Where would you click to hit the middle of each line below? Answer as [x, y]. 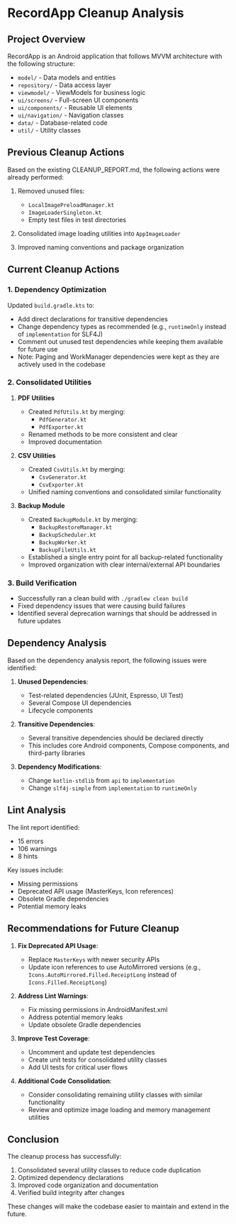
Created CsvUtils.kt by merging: [77, 469]
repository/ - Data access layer [64, 85]
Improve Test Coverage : [54, 1038]
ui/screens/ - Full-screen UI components [78, 100]
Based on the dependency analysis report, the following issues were [107, 660]
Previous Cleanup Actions [66, 153]
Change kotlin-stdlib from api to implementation [101, 780]
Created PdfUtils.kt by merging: [77, 411]
